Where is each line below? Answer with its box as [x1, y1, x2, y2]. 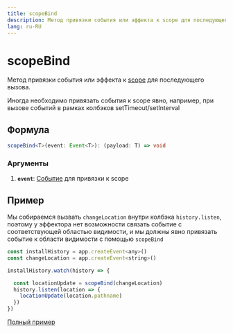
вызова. [7, 83, 31, 91]
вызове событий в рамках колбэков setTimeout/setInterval [7, 104, 180, 112]
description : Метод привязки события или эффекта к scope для [7, 17, 191, 24]
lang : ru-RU [7, 23, 42, 30]
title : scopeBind [7, 10, 58, 17]
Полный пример [7, 318, 55, 326]
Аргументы [7, 159, 49, 168]
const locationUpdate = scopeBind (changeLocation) [13, 280, 163, 287]
